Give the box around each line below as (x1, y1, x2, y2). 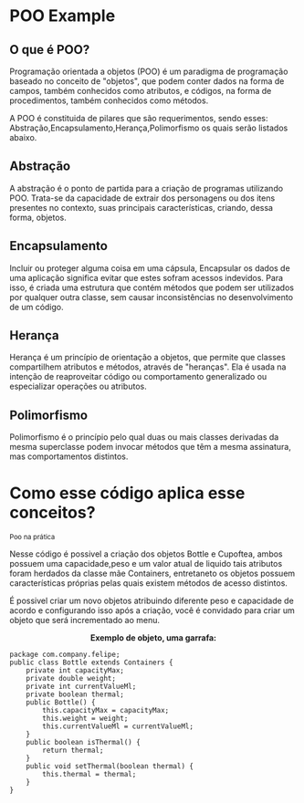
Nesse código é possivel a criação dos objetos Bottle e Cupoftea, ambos (9, 548, 283, 559)
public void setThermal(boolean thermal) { (26, 762, 194, 771)
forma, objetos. (9, 212, 67, 223)
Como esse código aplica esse (9, 483, 246, 504)
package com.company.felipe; (9, 650, 121, 660)
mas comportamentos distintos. (9, 451, 129, 462)
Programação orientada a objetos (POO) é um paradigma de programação (9, 66, 288, 77)
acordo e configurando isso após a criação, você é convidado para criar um (9, 605, 295, 616)
